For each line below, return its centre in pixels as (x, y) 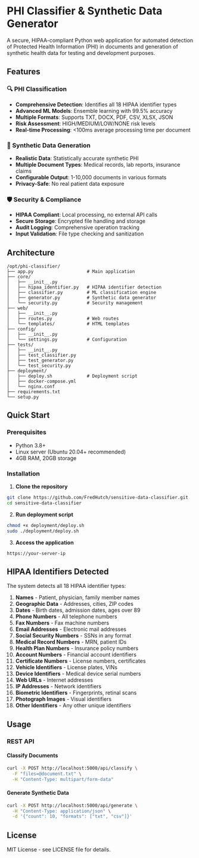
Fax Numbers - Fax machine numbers (62, 623)
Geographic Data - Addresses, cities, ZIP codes (74, 604)
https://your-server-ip (36, 553)
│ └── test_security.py (39, 366)
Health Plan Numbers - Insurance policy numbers (77, 648)
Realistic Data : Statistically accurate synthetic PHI (77, 158)
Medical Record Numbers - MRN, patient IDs (71, 642)
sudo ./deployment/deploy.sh (43, 531)
